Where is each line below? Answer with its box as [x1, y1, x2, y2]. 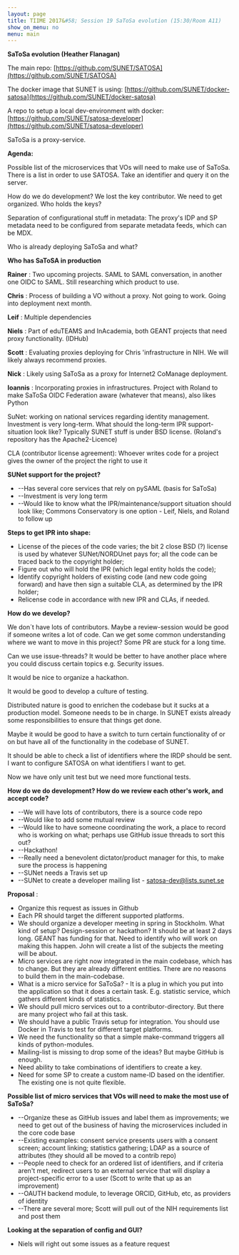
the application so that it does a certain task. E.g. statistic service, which [17, 987, 230, 996]
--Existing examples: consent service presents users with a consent [17, 1136, 218, 1145]
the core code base [17, 1129, 76, 1137]
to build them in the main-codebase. [17, 972, 125, 981]
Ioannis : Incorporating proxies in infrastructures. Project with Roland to [7, 383, 218, 392]
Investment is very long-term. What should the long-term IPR [7, 420, 187, 429]
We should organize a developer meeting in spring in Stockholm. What [17, 919, 225, 928]
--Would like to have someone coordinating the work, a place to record [17, 823, 226, 832]
